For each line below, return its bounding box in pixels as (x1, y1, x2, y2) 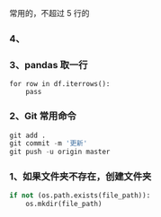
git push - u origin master (9, 147, 111, 157)
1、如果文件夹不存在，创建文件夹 (9, 170, 152, 183)
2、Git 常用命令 (9, 110, 76, 123)
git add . (9, 131, 47, 140)
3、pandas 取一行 (9, 58, 88, 71)
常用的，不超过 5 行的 (9, 8, 90, 18)
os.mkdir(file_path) (25, 200, 103, 209)
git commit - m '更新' (9, 139, 88, 148)
